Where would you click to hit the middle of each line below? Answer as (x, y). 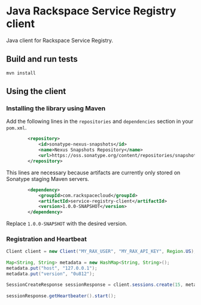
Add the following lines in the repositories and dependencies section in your (100, 122)
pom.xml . (16, 128)
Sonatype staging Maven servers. (48, 179)
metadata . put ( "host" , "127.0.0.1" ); (52, 268)
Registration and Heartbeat (46, 239)
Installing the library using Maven (56, 108)
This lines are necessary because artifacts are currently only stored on (93, 173)
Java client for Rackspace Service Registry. (60, 40)
